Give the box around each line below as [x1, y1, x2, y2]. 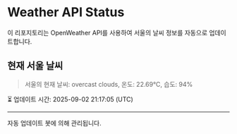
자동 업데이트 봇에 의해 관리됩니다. [7, 118, 102, 127]
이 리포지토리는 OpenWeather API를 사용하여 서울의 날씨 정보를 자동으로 [7, 28, 208, 37]
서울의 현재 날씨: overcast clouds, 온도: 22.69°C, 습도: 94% [24, 80, 193, 88]
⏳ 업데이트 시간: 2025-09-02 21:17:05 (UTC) [7, 95, 134, 103]
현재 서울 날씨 [7, 60, 63, 72]
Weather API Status [7, 4, 125, 20]
